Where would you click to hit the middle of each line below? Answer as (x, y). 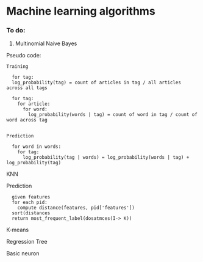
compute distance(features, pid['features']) (76, 208)
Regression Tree (27, 242)
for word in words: (37, 147)
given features (31, 197)
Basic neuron (23, 253)
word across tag (27, 120)
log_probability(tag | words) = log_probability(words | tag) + (106, 158)
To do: (16, 31)
